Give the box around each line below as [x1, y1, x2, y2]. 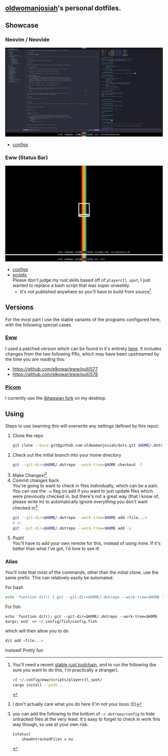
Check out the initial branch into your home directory [12, 452, 121, 458]
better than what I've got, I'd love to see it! [12, 545, 100, 551]
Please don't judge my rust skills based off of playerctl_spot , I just [12, 277, 151, 283]
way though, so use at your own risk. [12, 721, 89, 727]
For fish [5, 603, 21, 610]
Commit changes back [12, 478, 59, 484]
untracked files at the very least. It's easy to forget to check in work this [12, 716, 160, 722]
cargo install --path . [12, 682, 62, 687]
